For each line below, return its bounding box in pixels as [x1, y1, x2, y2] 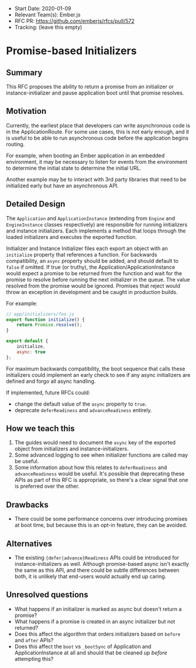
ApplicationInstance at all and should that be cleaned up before [14, 649, 168, 656]
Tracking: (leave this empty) [14, 23, 82, 31]
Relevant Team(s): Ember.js [14, 11, 81, 18]
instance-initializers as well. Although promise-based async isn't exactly [14, 561, 189, 568]
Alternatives [6, 538, 53, 548]
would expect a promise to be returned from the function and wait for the [6, 269, 183, 276]
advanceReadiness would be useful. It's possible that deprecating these [14, 470, 185, 477]
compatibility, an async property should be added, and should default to [6, 257, 179, 264]
